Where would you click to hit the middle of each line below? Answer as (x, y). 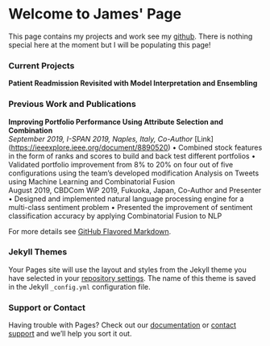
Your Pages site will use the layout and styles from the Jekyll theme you (128, 270)
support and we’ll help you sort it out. (70, 334)
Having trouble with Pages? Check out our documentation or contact (122, 325)
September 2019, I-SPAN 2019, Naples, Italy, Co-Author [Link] (111, 138)
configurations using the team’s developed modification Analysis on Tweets (134, 173)
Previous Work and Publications (73, 104)
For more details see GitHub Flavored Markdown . (90, 231)
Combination (31, 130)
